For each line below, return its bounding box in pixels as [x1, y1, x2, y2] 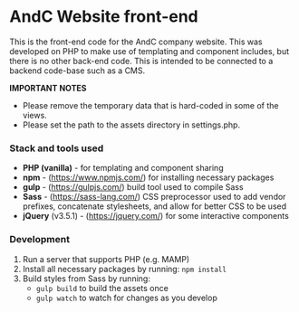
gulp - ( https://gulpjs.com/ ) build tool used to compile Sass [22, 182, 244, 193]
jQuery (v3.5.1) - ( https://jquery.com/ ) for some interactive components [22, 211, 290, 222]
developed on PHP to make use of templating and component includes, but [9, 45, 290, 56]
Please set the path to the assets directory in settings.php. [22, 119, 241, 130]
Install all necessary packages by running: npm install [22, 263, 227, 274]
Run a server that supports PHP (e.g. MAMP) [22, 253, 190, 264]
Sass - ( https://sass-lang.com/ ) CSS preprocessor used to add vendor [22, 192, 286, 203]
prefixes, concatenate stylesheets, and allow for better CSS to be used [22, 201, 287, 212]
